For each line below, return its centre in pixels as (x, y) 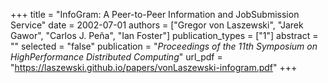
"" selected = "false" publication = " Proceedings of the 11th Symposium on (164, 46)
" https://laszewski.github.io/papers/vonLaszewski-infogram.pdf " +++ (154, 67)
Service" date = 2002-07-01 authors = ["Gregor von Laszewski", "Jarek (157, 25)
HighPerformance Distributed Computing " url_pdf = (116, 57)
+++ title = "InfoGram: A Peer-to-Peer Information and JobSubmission (155, 14)
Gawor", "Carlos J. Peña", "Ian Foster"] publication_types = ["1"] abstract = (164, 35)
